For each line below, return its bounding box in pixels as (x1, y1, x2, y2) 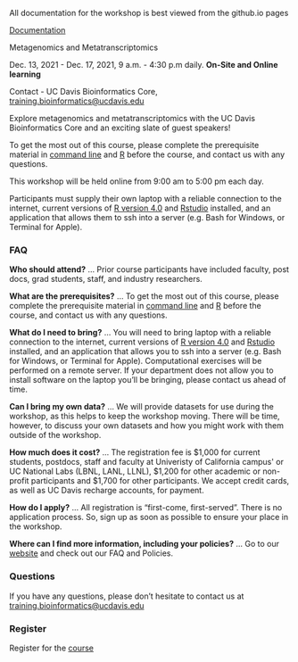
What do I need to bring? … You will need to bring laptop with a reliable (9, 327, 272, 338)
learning (9, 69, 42, 79)
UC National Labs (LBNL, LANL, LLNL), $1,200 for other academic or (9, 466, 261, 476)
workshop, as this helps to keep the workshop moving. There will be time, (9, 410, 280, 422)
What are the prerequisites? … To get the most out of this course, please (9, 291, 279, 302)
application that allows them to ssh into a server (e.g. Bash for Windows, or (9, 212, 286, 222)
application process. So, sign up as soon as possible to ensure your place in (9, 512, 289, 523)
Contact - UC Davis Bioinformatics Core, (9, 87, 158, 96)
